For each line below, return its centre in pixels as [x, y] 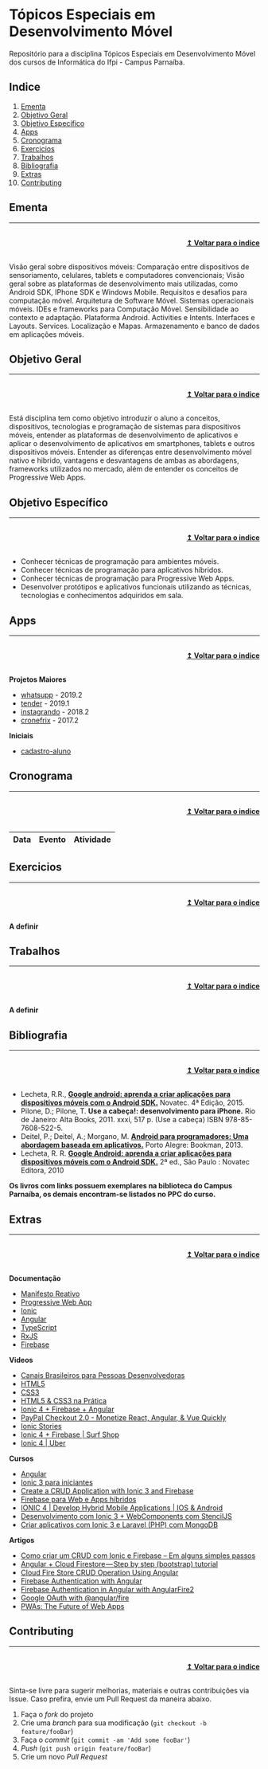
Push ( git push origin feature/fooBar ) [86, 1748]
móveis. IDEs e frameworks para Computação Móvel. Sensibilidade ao [124, 309]
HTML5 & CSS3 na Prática [63, 1401]
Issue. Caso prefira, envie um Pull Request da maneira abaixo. [111, 1699]
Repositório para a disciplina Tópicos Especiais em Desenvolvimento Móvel [132, 53]
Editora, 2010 [42, 1170]
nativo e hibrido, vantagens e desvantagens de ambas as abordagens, [124, 460]
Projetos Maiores [38, 679]
